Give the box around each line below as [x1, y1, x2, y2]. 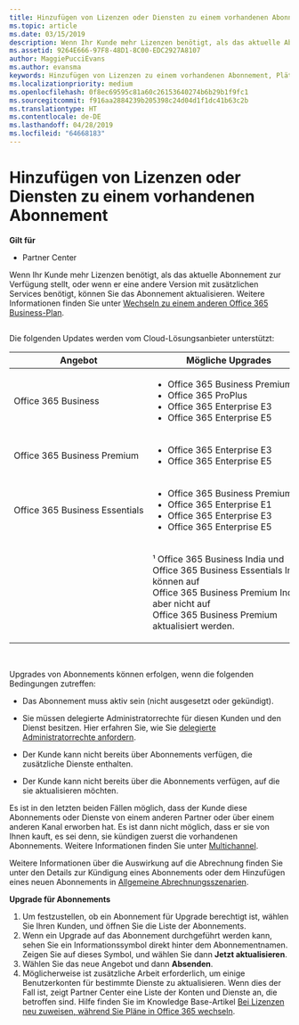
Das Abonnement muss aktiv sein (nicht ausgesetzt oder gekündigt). [21, 696, 274, 707]
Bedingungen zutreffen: [9, 678, 96, 689]
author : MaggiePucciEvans [9, 54, 105, 63]
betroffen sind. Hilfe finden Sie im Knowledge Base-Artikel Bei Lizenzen [21, 996, 285, 1007]
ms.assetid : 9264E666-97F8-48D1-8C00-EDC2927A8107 [9, 46, 201, 55]
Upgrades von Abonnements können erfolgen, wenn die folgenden [9, 669, 255, 680]
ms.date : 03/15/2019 [9, 29, 86, 38]
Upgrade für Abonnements [9, 894, 111, 905]
